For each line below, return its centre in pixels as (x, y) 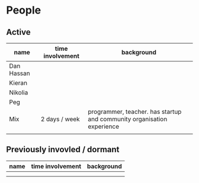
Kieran (18, 83)
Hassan (20, 73)
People (24, 10)
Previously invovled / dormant (63, 150)
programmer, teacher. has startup (135, 112)
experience (104, 126)
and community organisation (128, 119)
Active (18, 32)
